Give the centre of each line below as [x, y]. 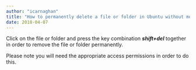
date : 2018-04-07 [27, 22]
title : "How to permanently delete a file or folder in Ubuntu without [95, 17]
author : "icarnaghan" [32, 11]
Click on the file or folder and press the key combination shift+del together [96, 39]
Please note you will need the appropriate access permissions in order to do [97, 56]
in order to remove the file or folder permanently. [65, 45]
